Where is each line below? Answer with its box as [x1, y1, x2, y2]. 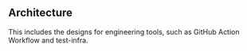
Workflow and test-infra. [8, 35, 89, 45]
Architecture [8, 6, 73, 20]
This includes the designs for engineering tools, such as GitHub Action [8, 27, 241, 36]
